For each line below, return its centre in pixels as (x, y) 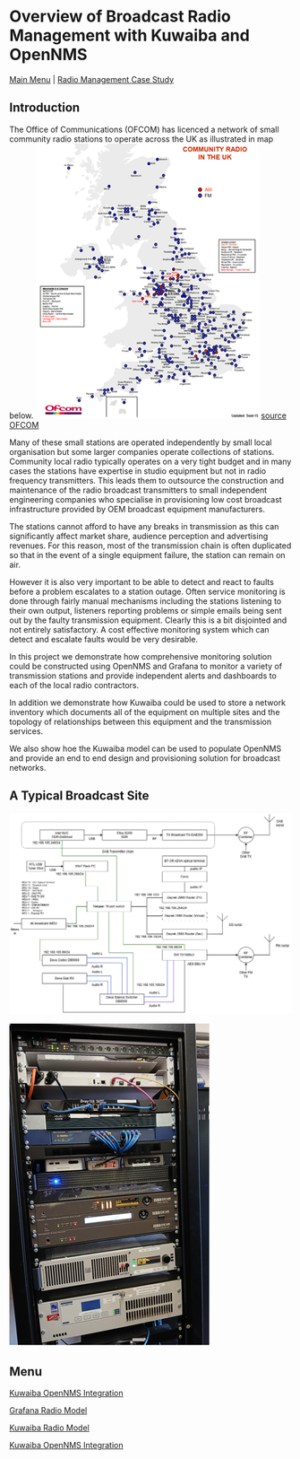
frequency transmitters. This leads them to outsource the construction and (147, 480)
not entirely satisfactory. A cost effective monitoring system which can (140, 629)
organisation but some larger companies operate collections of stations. (142, 451)
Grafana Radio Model (48, 1411)
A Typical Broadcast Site (79, 796)
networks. (28, 767)
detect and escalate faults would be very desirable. (104, 639)
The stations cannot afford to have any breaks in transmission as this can (144, 526)
